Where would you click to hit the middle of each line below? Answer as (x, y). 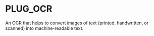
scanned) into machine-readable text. (44, 28)
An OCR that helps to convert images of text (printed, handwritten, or (77, 23)
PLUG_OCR (29, 9)
